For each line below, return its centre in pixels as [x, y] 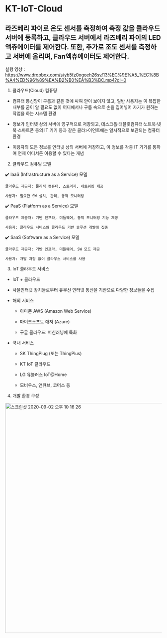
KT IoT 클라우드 [35, 364]
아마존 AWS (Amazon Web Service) [56, 311]
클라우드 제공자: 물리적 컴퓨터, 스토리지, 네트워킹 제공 [54, 186]
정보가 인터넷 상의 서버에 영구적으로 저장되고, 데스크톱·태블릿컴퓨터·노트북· [85, 124]
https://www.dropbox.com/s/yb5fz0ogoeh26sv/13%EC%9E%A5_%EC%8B [82, 75]
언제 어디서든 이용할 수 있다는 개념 [51, 153]
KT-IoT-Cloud [34, 9]
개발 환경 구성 [26, 396]
